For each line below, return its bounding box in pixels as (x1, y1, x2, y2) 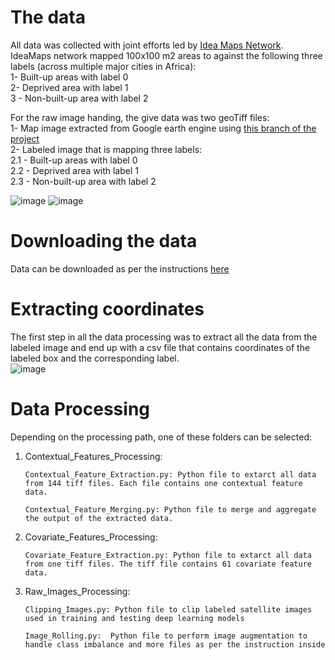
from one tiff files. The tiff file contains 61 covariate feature (24, 559, 312, 569)
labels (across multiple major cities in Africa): (10, 60, 197, 72)
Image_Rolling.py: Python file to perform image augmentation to (24, 631, 308, 641)
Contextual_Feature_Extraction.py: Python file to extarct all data (24, 469, 317, 480)
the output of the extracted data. (24, 513, 174, 523)
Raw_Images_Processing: (24, 585, 131, 597)
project (10, 132, 40, 145)
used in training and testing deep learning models (24, 613, 245, 623)
